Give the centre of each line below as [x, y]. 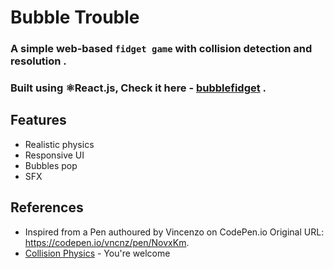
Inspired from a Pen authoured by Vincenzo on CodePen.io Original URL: [174, 232]
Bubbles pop [51, 165]
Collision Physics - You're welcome [97, 253]
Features [38, 120]
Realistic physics [59, 144]
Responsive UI [54, 155]
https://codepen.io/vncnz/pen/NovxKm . [107, 242]
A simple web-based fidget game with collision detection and [161, 49]
